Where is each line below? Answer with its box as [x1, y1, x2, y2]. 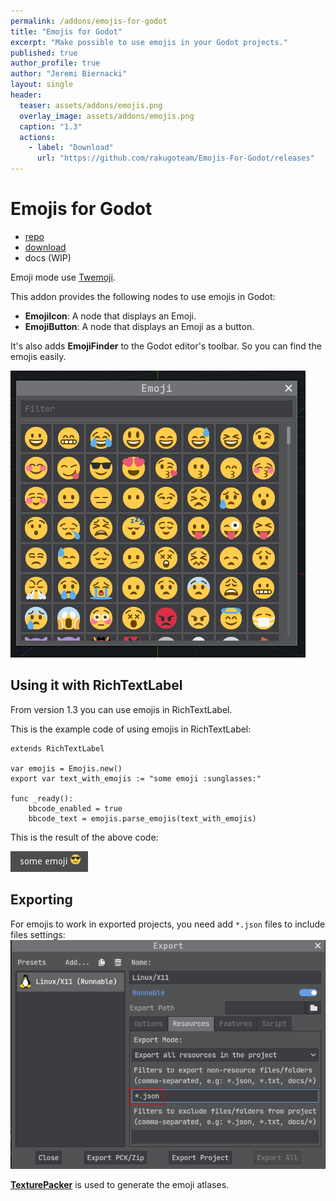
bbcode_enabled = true [28, 803, 123, 814]
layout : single [10, 80, 74, 90]
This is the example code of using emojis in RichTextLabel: [10, 723, 252, 735]
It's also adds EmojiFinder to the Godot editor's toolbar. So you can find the [10, 340, 322, 352]
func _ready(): [10, 793, 74, 804]
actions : [19, 132, 56, 142]
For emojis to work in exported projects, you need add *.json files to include [10, 918, 326, 930]
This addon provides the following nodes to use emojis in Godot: [10, 290, 276, 302]
